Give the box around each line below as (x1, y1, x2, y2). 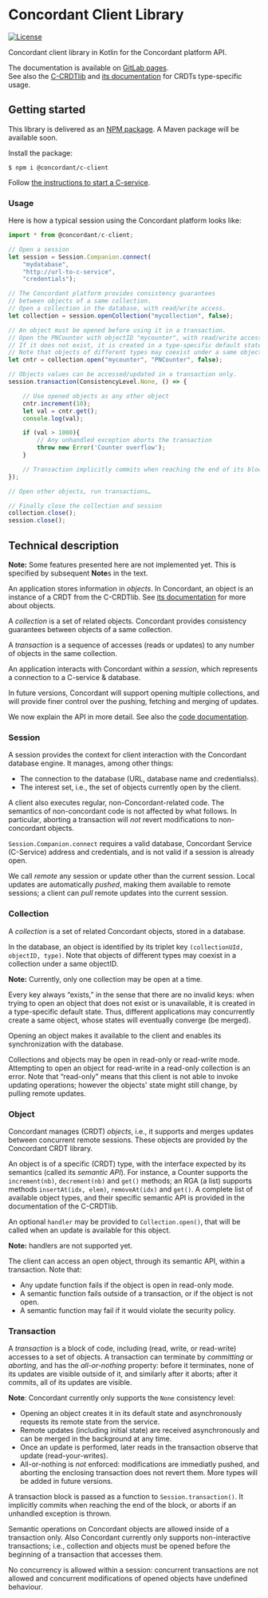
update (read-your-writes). (19, 1451, 108, 1461)
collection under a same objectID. (8, 959, 119, 968)
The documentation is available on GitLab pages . (8, 62, 169, 73)
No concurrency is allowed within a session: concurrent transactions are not (8, 1565, 259, 1575)
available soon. (8, 133, 58, 142)
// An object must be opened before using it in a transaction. (8, 326, 227, 334)
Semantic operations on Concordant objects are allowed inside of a (8, 1525, 230, 1534)
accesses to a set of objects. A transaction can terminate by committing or (8, 1352, 254, 1362)
